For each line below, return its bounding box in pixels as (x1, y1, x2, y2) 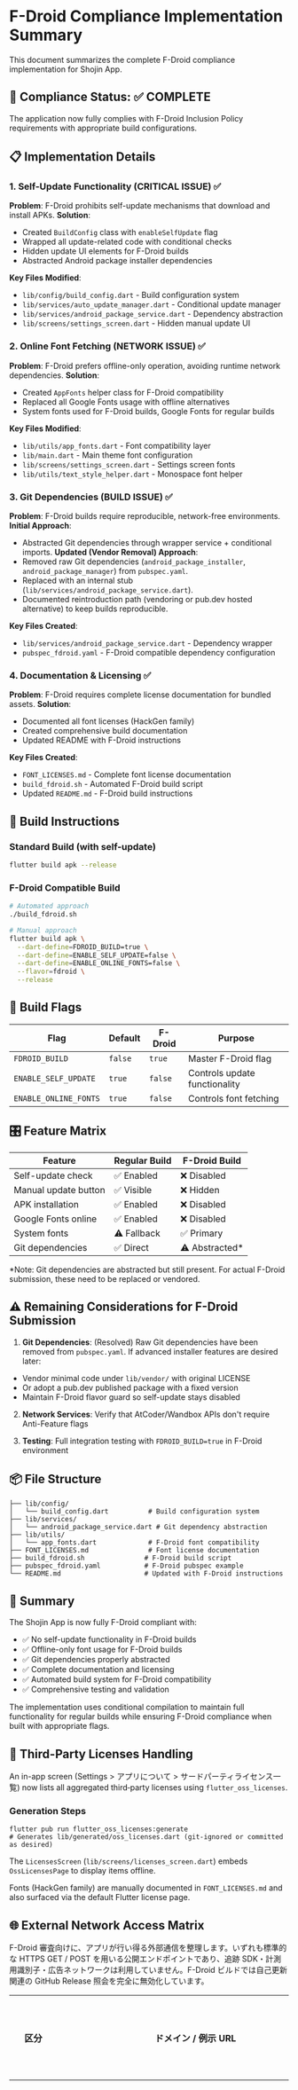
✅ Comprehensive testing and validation (21, 1684, 170, 1695)
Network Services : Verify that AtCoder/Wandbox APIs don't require (21, 1409, 271, 1419)
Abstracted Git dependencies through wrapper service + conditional (21, 538, 272, 548)
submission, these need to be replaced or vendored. (9, 1273, 200, 1284)
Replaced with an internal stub (21, 575, 134, 586)
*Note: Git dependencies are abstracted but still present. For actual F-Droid (9, 1264, 286, 1275)
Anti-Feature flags (21, 1418, 89, 1429)
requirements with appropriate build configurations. (9, 122, 198, 133)
